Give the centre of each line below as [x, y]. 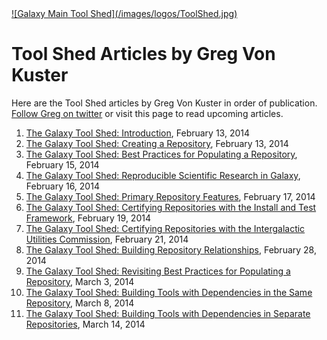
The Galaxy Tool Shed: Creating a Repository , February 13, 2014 [157, 143]
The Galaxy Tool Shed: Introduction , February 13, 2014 [138, 133]
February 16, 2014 [62, 186]
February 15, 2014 [62, 164]
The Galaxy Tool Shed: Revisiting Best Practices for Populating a [158, 271]
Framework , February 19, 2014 [88, 218]
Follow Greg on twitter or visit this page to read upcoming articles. [147, 113]
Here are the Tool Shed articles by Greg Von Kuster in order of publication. [164, 103]
